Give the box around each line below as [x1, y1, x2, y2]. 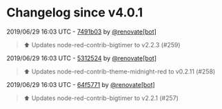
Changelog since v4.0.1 [6, 5, 143, 21]
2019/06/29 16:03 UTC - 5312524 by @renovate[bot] [6, 53, 157, 62]
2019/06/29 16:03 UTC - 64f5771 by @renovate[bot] [6, 80, 156, 88]
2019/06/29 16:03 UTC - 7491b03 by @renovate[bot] [6, 27, 157, 36]
